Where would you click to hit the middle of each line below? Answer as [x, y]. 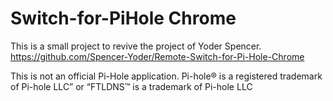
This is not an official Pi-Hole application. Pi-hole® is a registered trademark [166, 76]
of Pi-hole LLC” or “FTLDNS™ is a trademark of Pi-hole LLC [131, 86]
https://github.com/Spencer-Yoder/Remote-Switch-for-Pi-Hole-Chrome [157, 56]
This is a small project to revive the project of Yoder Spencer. [136, 46]
